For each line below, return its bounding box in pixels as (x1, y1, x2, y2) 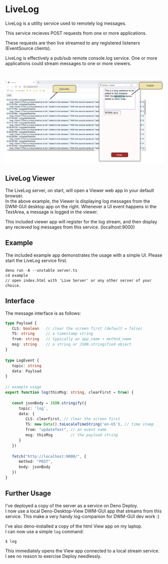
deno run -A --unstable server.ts (5, 268, 78, 273)
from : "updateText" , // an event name (25, 427, 107, 433)
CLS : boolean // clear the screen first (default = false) (12, 326, 143, 331)
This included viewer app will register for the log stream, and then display (5, 219, 157, 225)
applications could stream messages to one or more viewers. (5, 60, 132, 66)
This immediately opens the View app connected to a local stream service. (5, 547, 160, 554)
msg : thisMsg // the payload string (25, 433, 118, 438)
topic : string (12, 363, 42, 368)
